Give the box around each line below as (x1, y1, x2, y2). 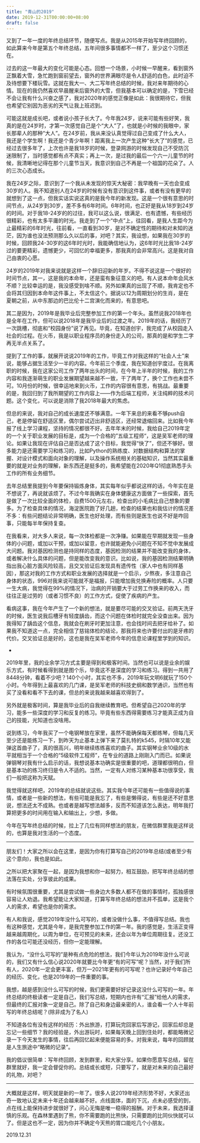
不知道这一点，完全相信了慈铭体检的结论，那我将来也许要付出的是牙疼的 (16, 627, 194, 634)
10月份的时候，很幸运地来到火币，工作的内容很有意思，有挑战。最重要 (16, 382, 189, 389)
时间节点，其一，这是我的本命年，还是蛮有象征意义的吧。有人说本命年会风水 (6, 274, 194, 282)
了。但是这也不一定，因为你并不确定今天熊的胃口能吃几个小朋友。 (6, 1119, 168, 1127)
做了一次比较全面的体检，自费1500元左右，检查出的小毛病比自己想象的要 (11, 497, 190, 505)
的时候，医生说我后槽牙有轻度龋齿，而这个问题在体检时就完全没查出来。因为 (6, 612, 194, 619)
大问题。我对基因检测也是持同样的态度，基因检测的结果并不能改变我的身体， (6, 548, 194, 555)
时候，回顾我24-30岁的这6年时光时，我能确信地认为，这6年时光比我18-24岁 (6, 240, 193, 247)
